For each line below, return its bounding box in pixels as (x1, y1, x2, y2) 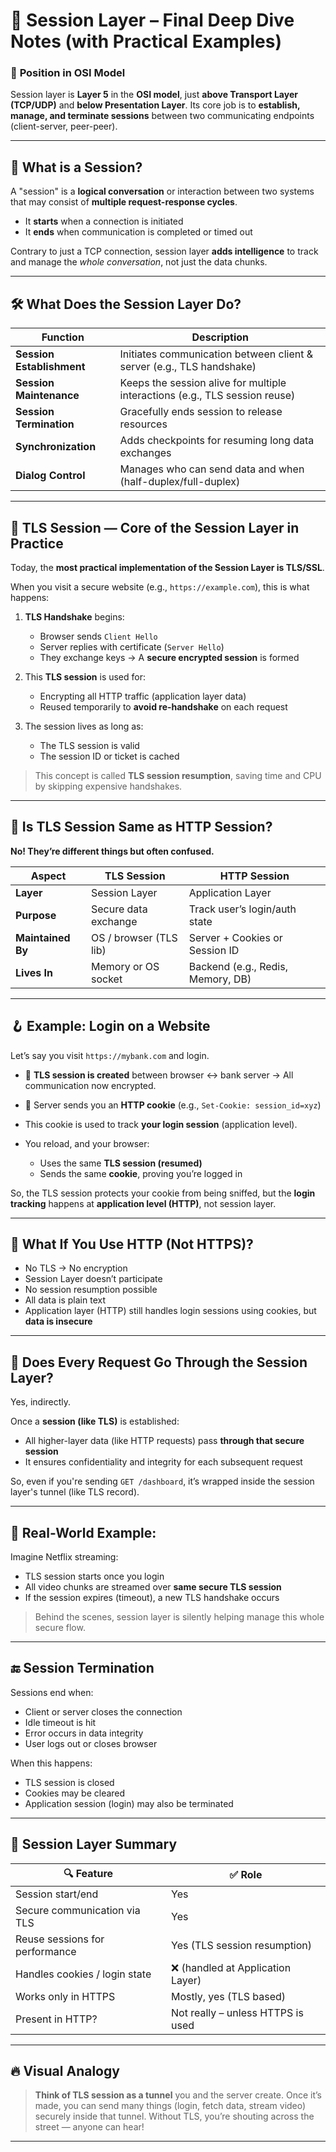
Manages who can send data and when (119, 462, 305, 476)
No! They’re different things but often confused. (10, 845, 215, 857)
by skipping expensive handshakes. (34, 780, 183, 792)
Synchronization (15, 440, 97, 454)
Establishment (15, 360, 86, 374)
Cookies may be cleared (24, 1787, 126, 1799)
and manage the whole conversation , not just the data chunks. (10, 256, 268, 268)
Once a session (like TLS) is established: (10, 1415, 180, 1428)
